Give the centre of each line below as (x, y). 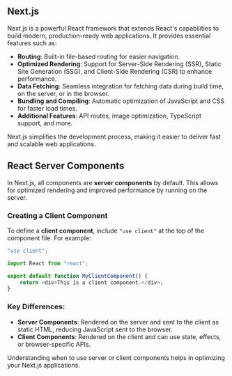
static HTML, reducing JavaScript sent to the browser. (95, 329)
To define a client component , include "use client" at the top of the (106, 230)
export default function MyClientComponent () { (78, 276)
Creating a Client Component (57, 215)
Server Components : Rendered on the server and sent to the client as (118, 322)
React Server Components (66, 166)
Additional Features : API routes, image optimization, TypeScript (109, 116)
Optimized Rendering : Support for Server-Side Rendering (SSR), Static (119, 64)
